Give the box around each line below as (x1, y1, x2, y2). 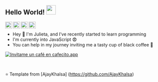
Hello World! (5, 8, 45, 16)
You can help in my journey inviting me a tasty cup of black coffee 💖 (12, 41, 153, 47)
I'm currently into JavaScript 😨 (12, 36, 77, 42)
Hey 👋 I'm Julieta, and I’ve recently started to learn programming (12, 31, 146, 37)
